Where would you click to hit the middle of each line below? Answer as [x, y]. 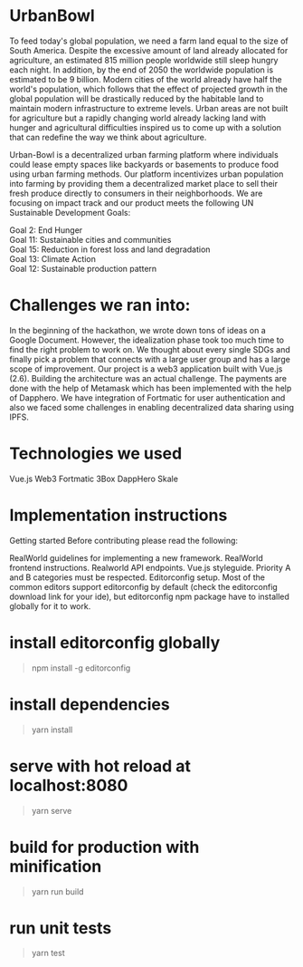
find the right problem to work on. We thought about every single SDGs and [150, 349]
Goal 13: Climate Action [53, 258]
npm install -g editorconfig [81, 668]
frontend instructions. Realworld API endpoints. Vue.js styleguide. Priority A [150, 567]
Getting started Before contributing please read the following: [123, 540]
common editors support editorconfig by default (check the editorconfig [143, 586]
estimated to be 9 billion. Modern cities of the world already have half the [146, 79]
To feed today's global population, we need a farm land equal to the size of [149, 41]
